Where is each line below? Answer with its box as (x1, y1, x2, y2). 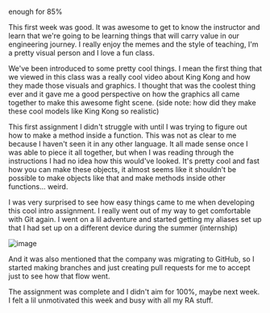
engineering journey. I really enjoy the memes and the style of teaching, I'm (8, 39, 260, 49)
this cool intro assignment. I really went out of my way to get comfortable (8, 206, 251, 216)
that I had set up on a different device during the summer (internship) (8, 223, 238, 233)
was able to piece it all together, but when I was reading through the (8, 148, 235, 157)
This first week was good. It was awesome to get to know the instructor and (8, 23, 260, 31)
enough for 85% (8, 7, 63, 16)
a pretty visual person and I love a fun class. (8, 48, 156, 57)
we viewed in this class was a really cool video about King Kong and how (8, 72, 251, 81)
